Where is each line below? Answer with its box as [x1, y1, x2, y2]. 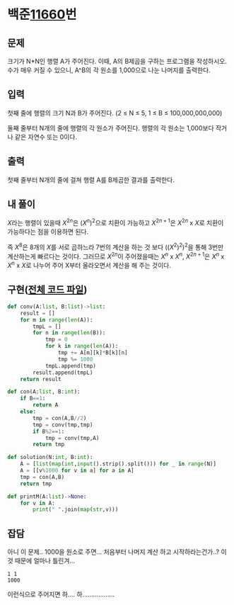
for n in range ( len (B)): [33, 329, 106, 337]
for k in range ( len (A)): [45, 343, 119, 350]
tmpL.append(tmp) [45, 362, 97, 369]
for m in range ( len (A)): [20, 316, 93, 323]
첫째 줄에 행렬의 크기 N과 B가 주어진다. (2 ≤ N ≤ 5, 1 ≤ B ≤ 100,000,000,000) [7, 108, 223, 117]
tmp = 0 [45, 336, 69, 344]
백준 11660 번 [7, 6, 77, 23]
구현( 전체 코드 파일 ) [7, 284, 88, 296]
